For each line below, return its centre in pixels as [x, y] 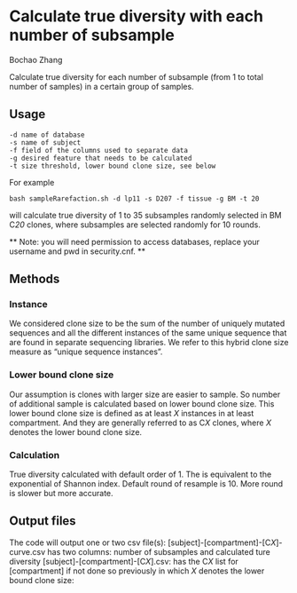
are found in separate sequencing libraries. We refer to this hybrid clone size [149, 343]
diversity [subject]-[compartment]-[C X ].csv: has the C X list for [124, 561]
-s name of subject [45, 142]
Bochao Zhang [36, 59]
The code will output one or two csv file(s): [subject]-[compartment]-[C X [143, 542]
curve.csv [27, 551]
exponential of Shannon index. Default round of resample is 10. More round [146, 484]
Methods [35, 279]
